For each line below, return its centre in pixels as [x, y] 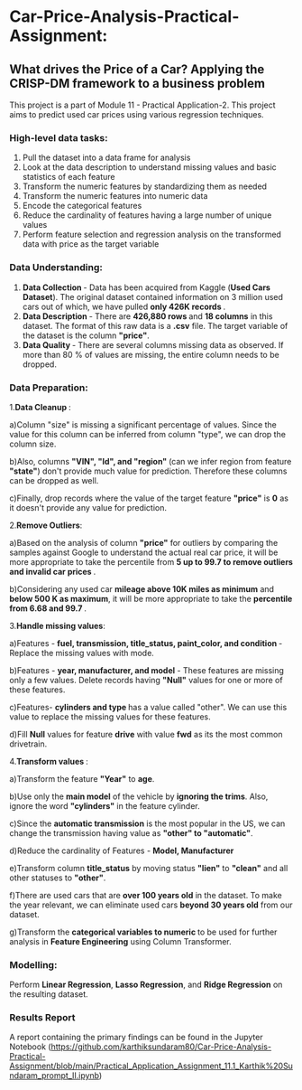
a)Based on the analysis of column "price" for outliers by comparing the [144, 542]
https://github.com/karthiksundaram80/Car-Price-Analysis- [161, 1047]
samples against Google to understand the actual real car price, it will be [144, 552]
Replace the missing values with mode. [82, 653]
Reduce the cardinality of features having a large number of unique [147, 215]
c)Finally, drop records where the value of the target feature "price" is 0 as [149, 498]
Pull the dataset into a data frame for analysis [106, 158]
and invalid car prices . [53, 571]
